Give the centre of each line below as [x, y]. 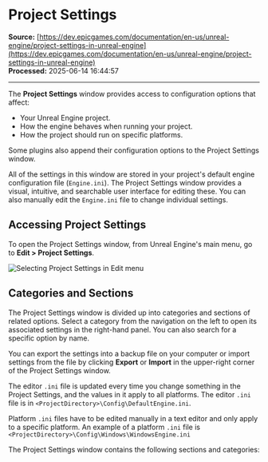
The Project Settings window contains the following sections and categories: [134, 449]
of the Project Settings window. [60, 370]
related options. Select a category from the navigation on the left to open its [133, 321]
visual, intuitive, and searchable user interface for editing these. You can [127, 191]
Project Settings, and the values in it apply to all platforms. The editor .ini [130, 394]
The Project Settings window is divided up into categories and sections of [129, 313]
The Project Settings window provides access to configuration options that [132, 94]
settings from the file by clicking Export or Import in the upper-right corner [132, 362]
